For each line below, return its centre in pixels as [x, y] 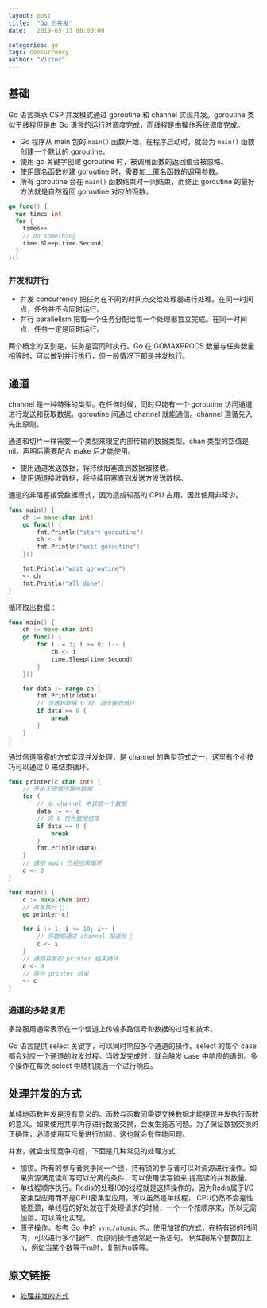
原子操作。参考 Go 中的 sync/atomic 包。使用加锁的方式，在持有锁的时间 [139, 1227]
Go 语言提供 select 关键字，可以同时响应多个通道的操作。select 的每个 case [132, 1046]
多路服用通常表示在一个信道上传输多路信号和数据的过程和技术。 [112, 1029]
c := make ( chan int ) [56, 900]
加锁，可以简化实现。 [54, 1218]
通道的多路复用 [37, 1011]
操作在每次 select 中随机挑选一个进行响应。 [86, 1066]
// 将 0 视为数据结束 [68, 819]
